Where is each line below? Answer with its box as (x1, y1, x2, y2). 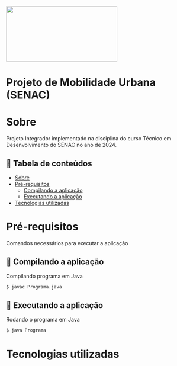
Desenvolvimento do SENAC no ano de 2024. (6, 142, 117, 149)
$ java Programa (6, 328, 46, 333)
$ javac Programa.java (6, 284, 62, 290)
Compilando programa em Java (6, 272, 83, 280)
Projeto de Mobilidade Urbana (6, 76, 156, 89)
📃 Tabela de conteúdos (6, 158, 93, 168)
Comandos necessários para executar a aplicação (6, 239, 128, 246)
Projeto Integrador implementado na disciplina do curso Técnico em (6, 135, 172, 142)
